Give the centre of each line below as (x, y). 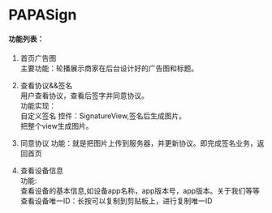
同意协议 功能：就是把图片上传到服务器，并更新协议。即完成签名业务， (138, 143)
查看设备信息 (41, 171)
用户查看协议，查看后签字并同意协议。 (84, 96)
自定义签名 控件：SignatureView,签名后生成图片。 (103, 116)
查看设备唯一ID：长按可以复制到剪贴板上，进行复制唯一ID (116, 201)
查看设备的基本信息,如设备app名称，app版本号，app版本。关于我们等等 (140, 191)
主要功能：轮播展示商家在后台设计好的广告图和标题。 (109, 68)
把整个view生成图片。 (56, 126)
